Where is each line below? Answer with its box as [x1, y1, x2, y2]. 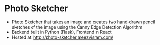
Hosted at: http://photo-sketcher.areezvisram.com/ [11, 34, 113, 40]
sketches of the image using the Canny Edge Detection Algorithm [11, 24, 143, 30]
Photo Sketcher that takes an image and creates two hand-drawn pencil [11, 19, 156, 25]
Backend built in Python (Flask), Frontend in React [11, 29, 112, 35]
